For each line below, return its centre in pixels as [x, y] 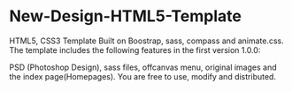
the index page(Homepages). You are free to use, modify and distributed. [143, 76]
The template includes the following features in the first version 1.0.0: [135, 49]
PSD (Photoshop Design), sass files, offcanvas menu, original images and [143, 67]
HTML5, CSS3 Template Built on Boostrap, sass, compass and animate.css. [147, 41]
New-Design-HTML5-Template [125, 16]
